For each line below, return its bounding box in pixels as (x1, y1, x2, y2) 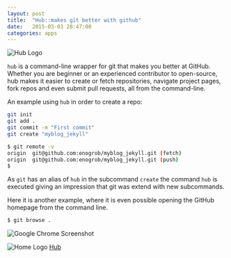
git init (7, 111, 33, 118)
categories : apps (7, 29, 58, 37)
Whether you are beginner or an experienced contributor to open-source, (7, 70, 218, 78)
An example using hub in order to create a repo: (7, 98, 143, 106)
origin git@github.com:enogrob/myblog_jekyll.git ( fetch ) (7, 150, 182, 156)
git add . (7, 118, 36, 125)
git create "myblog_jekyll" (7, 130, 89, 138)
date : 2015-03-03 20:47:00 (7, 23, 92, 30)
